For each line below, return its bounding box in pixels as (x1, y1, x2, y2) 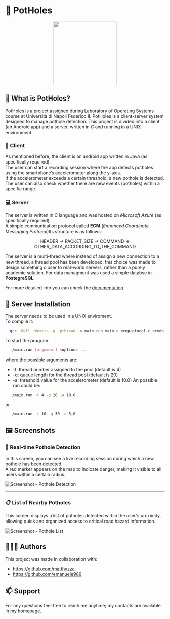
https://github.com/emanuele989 (12, 571, 82, 577)
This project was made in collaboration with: (5, 556, 98, 562)
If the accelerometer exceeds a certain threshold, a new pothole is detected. (5, 175, 164, 181)
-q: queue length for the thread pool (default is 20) (12, 372, 118, 378)
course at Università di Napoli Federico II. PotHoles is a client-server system (5, 113, 164, 119)
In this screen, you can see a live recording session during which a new (5, 455, 154, 462)
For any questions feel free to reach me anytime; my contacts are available (5, 603, 161, 609)
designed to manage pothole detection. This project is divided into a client (5, 118, 160, 124)
